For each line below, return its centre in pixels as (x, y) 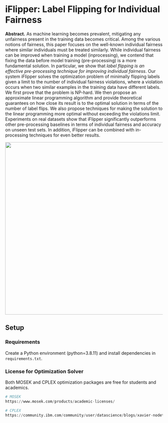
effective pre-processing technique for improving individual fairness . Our (80, 71)
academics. (17, 387)
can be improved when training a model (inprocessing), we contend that (79, 55)
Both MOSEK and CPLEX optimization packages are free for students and (81, 382)
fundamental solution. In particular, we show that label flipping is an (75, 66)
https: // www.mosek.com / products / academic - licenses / (60, 401)
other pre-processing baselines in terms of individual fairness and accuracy (83, 124)
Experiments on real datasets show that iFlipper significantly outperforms (81, 119)
